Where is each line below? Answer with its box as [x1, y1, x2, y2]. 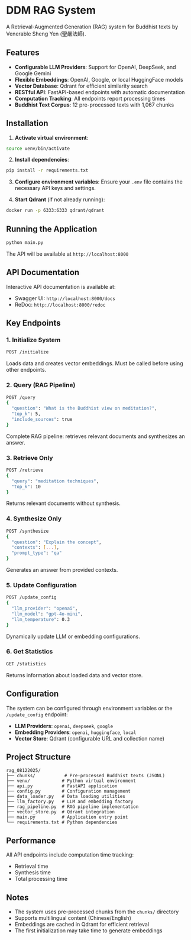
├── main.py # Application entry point [6, 815, 128, 820]
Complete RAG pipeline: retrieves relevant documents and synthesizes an [6, 433, 185, 440]
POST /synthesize [6, 528, 49, 534]
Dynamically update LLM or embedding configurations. [6, 633, 141, 640]
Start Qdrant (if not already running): [14, 196, 105, 203]
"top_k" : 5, [11, 411, 41, 417]
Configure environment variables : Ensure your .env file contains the [14, 178, 183, 185]
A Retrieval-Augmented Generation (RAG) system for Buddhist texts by [6, 23, 179, 30]
